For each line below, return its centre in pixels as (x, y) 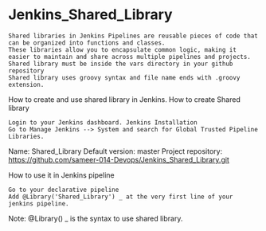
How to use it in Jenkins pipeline (62, 175)
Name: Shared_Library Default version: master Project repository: (115, 151)
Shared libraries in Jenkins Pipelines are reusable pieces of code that (133, 36)
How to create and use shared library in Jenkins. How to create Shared (124, 99)
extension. (26, 84)
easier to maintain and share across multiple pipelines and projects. (129, 57)
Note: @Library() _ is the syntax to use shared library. (96, 218)
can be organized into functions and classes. (87, 43)
